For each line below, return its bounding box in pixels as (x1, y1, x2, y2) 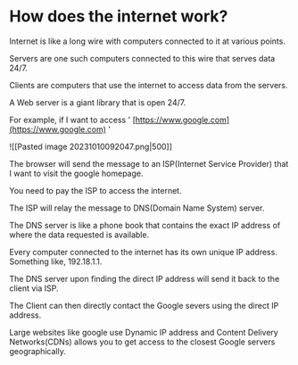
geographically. (9, 345, 67, 356)
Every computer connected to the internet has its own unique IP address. (9, 246, 278, 257)
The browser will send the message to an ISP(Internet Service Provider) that (9, 158, 289, 169)
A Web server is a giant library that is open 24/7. (9, 96, 186, 108)
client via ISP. (9, 283, 60, 294)
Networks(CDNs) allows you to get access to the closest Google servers (9, 336, 276, 347)
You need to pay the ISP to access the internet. (9, 185, 182, 195)
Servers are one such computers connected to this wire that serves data (9, 53, 276, 63)
